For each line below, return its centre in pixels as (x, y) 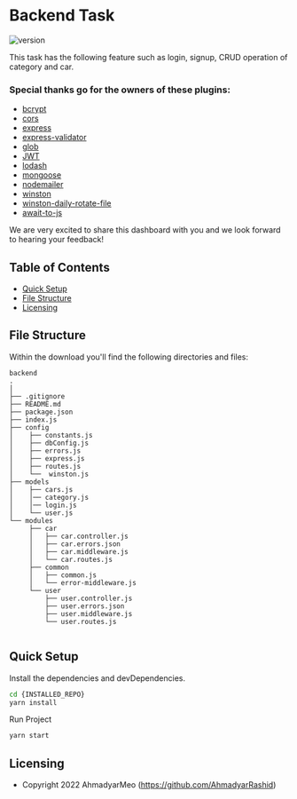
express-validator (54, 138)
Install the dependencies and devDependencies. (98, 678)
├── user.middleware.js (89, 613)
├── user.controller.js (89, 598)
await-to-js (42, 213)
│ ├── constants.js (51, 435)
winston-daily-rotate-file (67, 203)
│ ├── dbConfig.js (49, 443)
